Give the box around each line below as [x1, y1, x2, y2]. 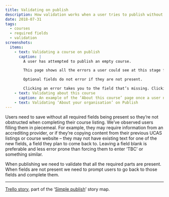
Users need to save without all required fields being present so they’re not [5, 114, 158, 120]
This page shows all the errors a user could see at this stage [23, 68, 161, 73]
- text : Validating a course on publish [14, 49, 100, 54]
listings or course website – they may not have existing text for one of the [5, 135, 157, 141]
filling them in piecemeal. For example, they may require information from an [5, 124, 163, 131]
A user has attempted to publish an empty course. [23, 59, 132, 64]
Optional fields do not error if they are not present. [23, 77, 143, 82]
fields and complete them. [5, 171, 59, 177]
